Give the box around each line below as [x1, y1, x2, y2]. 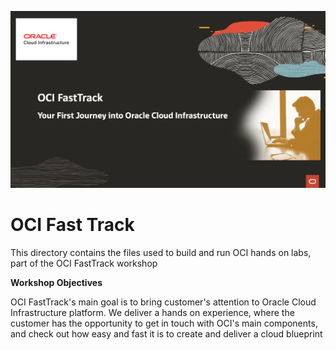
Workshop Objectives [10, 276, 103, 288]
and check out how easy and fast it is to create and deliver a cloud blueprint [10, 327, 323, 340]
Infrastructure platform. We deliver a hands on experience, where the [10, 306, 295, 318]
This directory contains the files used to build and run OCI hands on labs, [10, 246, 312, 258]
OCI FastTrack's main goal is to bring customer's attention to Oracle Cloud [10, 296, 317, 308]
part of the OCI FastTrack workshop [10, 257, 158, 269]
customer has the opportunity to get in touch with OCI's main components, [10, 317, 318, 329]
